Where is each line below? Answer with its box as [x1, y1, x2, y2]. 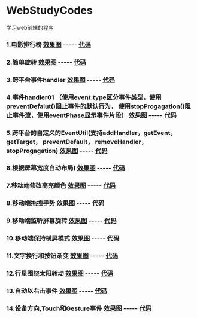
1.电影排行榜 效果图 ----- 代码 [6, 40, 92, 48]
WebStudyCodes [6, 4, 93, 17]
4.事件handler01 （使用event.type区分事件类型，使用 [6, 93, 162, 102]
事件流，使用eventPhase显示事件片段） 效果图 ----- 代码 [12, 111, 177, 120]
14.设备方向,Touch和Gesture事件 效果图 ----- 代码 [6, 304, 151, 313]
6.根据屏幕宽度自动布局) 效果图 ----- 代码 [6, 164, 126, 172]
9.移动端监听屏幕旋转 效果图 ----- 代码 [6, 216, 117, 225]
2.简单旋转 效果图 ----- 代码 [6, 58, 86, 66]
